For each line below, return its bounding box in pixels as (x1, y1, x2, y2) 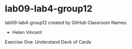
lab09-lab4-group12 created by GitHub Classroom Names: (5, 19, 128, 25)
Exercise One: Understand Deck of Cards (5, 38, 91, 45)
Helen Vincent (12, 29, 42, 35)
